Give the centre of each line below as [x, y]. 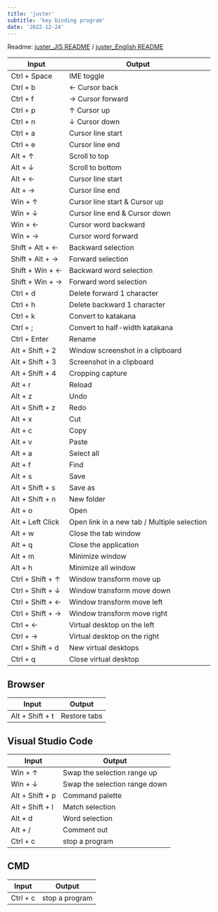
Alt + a [22, 453]
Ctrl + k [23, 316]
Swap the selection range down [115, 784]
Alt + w [23, 533]
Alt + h [22, 568]
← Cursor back [94, 87]
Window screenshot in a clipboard [126, 350]
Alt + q [22, 545]
